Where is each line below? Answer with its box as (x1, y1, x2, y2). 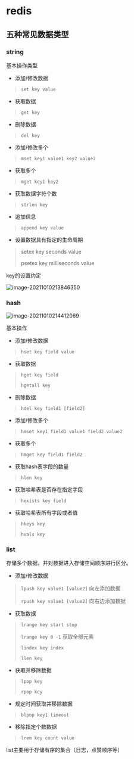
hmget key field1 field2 (20, 452, 83, 458)
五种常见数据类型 (6, 29, 69, 39)
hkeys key (20, 521, 46, 527)
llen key (20, 655, 43, 662)
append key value (20, 225, 64, 231)
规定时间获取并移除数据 (14, 700, 73, 707)
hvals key (20, 531, 46, 537)
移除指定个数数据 (14, 723, 57, 730)
